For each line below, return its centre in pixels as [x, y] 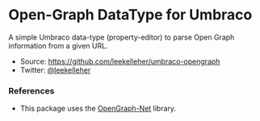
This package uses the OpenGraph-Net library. [98, 108]
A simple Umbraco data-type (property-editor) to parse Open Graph [122, 37]
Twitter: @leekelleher [55, 69]
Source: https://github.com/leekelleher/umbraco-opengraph [120, 61]
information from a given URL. [58, 45]
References [31, 90]
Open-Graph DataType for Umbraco [130, 15]
